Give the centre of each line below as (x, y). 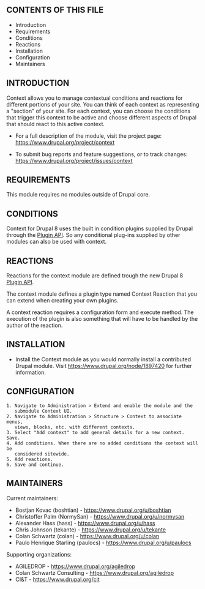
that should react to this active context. (56, 124)
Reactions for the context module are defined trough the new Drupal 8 (95, 276)
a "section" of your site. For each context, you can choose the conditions (99, 111)
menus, (15, 422)
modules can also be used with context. (57, 242)
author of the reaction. (35, 325)
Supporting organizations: (39, 554)
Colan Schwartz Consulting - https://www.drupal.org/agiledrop (95, 572)
